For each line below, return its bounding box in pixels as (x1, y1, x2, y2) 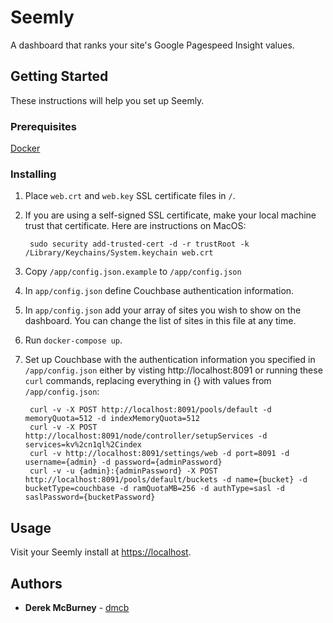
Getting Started (10, 68, 109, 85)
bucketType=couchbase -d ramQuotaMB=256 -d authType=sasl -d (24, 484, 286, 494)
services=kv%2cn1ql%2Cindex (24, 440, 142, 450)
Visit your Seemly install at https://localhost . (10, 546, 192, 558)
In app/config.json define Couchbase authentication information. (24, 285, 295, 297)
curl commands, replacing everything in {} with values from (24, 375, 272, 387)
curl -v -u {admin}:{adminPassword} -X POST (29, 466, 218, 476)
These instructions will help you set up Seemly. (10, 94, 205, 106)
